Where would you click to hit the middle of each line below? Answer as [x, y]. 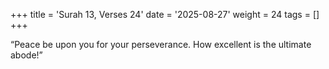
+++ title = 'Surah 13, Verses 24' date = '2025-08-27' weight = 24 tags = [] [165, 14]
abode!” [26, 55]
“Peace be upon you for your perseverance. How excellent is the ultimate [161, 44]
